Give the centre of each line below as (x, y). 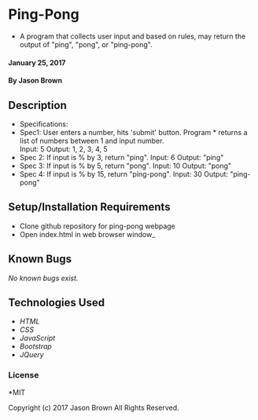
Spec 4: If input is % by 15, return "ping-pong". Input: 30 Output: (124, 173)
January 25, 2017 (37, 62)
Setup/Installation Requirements (89, 207)
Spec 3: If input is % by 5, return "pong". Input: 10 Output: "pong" (125, 166)
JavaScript (37, 338)
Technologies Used (56, 303)
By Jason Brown (35, 81)
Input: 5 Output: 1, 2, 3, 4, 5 (63, 149)
